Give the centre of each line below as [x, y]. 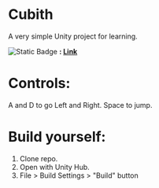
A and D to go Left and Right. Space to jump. [80, 105]
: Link [68, 51]
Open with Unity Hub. [55, 167]
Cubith [31, 15]
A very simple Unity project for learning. [73, 36]
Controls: [39, 83]
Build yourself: [57, 137]
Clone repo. [39, 158]
